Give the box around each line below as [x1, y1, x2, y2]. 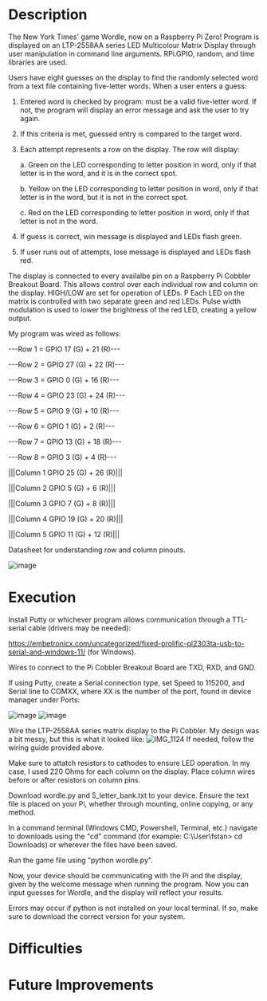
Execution [8, 588, 77, 606]
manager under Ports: [8, 695, 80, 705]
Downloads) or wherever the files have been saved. [8, 839, 178, 850]
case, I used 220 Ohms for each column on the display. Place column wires [8, 767, 256, 776]
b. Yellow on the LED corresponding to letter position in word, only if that [19, 183, 259, 193]
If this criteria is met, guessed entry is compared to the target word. [19, 129, 242, 139]
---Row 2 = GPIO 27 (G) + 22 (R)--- [8, 359, 125, 369]
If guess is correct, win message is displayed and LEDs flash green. [19, 231, 242, 241]
